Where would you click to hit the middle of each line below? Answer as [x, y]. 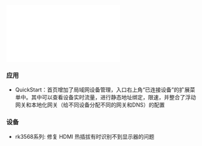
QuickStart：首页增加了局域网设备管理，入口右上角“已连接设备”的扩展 [102, 90]
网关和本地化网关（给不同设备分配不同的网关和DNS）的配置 [90, 105]
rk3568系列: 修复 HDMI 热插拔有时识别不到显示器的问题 [85, 136]
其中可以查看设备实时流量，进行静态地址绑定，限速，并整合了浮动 [113, 98]
